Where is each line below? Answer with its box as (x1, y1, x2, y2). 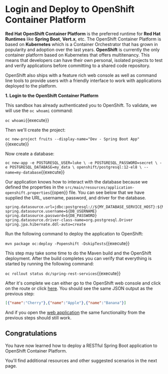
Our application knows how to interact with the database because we (5, 178, 148, 184)
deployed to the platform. (5, 82, 57, 88)
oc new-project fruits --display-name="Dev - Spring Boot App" (5, 136, 140, 141)
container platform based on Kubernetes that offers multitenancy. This (5, 51, 150, 58)
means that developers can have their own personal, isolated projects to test (5, 57, 163, 63)
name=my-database (5, 170, 41, 175)
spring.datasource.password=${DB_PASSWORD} (5, 213, 97, 218)
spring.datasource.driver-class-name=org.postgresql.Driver (5, 217, 133, 222)
